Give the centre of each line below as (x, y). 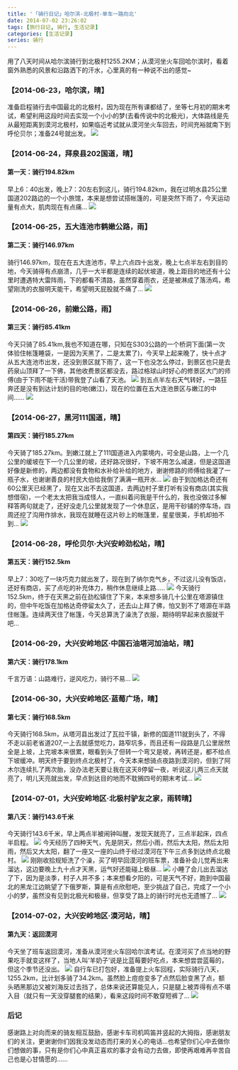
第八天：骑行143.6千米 (41, 816)
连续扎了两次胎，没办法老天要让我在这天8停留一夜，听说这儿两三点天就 (124, 770)
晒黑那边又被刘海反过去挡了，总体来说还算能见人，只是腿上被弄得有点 (115, 986)
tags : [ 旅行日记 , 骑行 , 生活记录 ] (53, 27)
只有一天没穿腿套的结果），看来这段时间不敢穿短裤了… (110, 996)
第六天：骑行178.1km (38, 661)
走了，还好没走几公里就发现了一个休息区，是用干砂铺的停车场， (131, 506)
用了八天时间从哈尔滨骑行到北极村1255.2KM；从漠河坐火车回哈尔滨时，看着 (118, 62)
